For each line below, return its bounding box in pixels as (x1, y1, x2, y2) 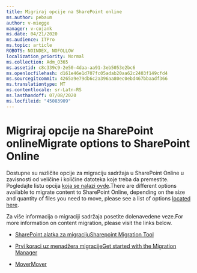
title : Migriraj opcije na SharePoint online (6, 8, 122, 15)
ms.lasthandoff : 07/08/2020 (6, 92, 77, 98)
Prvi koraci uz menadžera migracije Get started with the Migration (14, 242, 177, 250)
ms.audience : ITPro (6, 37, 55, 43)
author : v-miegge (6, 20, 50, 26)
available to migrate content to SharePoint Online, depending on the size (6, 188, 185, 196)
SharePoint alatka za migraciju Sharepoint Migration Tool (14, 230, 154, 238)
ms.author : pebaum (6, 14, 52, 20)
